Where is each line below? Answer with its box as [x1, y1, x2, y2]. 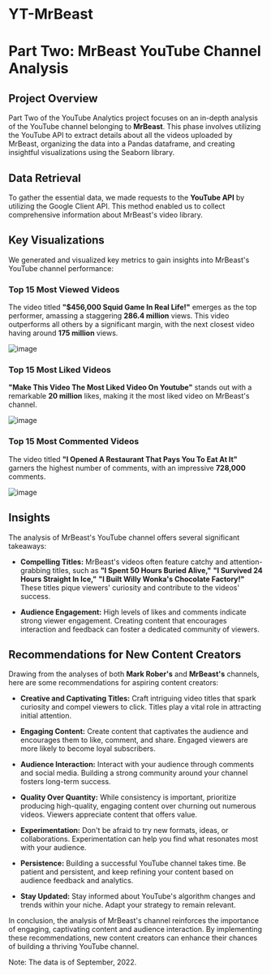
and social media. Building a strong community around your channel [19, 768, 248, 778]
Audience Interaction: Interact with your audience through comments [19, 760, 254, 770]
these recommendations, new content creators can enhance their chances [8, 933, 258, 943]
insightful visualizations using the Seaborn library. [8, 148, 175, 157]
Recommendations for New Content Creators [8, 647, 242, 662]
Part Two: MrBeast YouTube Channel [8, 42, 261, 61]
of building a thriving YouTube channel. [8, 942, 140, 951]
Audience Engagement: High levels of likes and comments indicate [19, 606, 247, 617]
